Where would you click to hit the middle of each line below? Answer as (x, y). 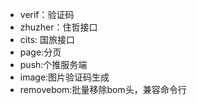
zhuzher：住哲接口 (58, 27)
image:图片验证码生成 (64, 77)
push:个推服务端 (53, 64)
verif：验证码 (47, 14)
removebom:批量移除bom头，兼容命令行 (103, 89)
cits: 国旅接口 (47, 39)
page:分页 (40, 52)
